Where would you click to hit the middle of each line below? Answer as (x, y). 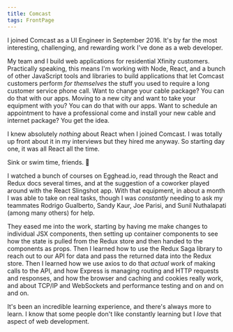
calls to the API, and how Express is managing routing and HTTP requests (113, 271)
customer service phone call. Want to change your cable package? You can (116, 91)
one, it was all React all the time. (53, 149)
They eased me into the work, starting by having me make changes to (107, 226)
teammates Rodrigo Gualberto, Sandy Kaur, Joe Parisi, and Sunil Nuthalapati (117, 205)
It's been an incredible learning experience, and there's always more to (109, 306)
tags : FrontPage (31, 20)
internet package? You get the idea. (59, 120)
